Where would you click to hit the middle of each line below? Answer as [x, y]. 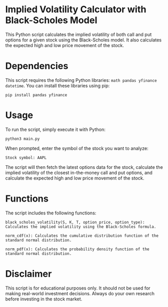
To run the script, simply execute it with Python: [55, 129]
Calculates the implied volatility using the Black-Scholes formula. [81, 227]
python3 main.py [22, 139]
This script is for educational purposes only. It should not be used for [78, 288]
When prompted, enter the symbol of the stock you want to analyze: [77, 148]
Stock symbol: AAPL [26, 158]
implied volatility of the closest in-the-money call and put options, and [79, 172]
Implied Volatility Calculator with [76, 9]
